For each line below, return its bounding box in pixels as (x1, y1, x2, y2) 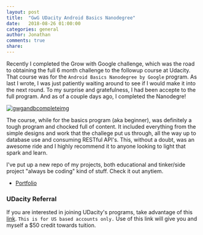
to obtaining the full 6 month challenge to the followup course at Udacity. (6, 66, 191, 74)
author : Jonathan (6, 32, 51, 38)
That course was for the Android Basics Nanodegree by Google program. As (6, 73, 197, 80)
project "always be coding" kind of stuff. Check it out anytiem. (6, 167, 164, 175)
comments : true (6, 37, 45, 44)
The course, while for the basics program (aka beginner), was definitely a (6, 116, 192, 123)
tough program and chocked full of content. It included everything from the (6, 123, 196, 130)
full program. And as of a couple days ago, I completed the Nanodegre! (6, 93, 186, 100)
